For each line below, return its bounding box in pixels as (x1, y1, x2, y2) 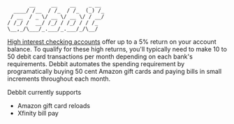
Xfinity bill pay (17, 109, 59, 117)
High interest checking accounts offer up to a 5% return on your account (7, 38, 217, 46)
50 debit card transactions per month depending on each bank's (7, 52, 193, 61)
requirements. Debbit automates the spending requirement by (7, 60, 185, 68)
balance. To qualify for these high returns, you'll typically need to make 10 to (7, 45, 227, 53)
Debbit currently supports (7, 88, 82, 96)
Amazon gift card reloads (17, 102, 91, 109)
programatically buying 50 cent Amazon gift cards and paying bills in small (7, 68, 222, 75)
